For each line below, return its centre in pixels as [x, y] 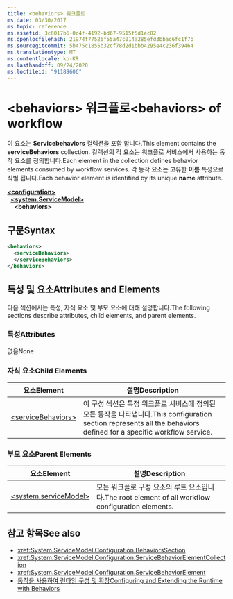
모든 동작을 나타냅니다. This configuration [147, 414]
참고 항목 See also [44, 533]
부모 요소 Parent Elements [50, 454]
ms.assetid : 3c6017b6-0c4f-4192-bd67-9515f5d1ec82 [82, 33]
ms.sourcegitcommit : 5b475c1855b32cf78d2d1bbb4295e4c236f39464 [101, 46]
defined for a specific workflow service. [148, 432]
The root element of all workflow [157, 498]
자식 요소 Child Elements [47, 371]
